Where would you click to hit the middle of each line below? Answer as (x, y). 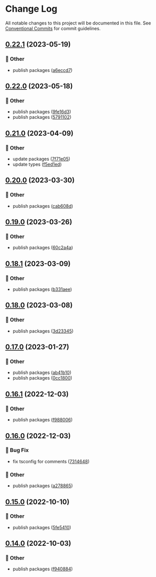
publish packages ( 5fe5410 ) (42, 527)
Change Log (31, 9)
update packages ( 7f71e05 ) (41, 159)
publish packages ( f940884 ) (43, 569)
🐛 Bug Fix (17, 450)
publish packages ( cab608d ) (43, 206)
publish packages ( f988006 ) (42, 420)
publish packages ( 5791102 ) (42, 117)
